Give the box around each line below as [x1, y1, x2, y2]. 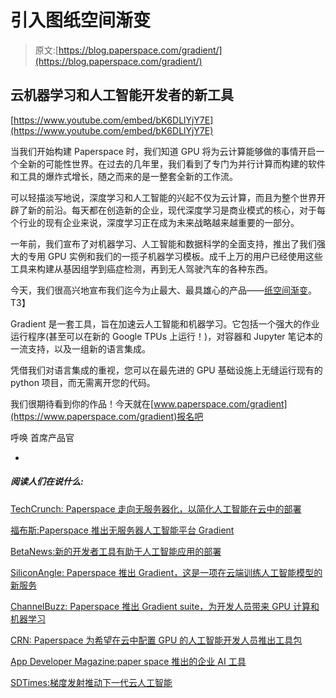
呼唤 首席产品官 [10, 431, 75, 443]
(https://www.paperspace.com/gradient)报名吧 [10, 410, 204, 422]
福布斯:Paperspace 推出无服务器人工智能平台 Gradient [10, 524, 235, 536]
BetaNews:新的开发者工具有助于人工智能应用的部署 [10, 545, 222, 557]
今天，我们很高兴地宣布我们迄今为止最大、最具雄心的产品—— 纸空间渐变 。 [10, 284, 317, 296]
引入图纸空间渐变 [10, 9, 152, 32]
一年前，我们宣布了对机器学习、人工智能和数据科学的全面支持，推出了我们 [10, 237, 317, 250]
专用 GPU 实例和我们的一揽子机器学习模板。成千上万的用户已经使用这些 [27, 250, 323, 262]
